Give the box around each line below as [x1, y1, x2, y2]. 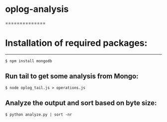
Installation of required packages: [5, 37, 148, 49]
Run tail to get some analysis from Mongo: [5, 72, 139, 81]
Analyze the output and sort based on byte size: [5, 99, 157, 108]
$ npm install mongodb [5, 58, 52, 63]
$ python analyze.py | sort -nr [5, 112, 72, 117]
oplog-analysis [5, 3, 69, 15]
